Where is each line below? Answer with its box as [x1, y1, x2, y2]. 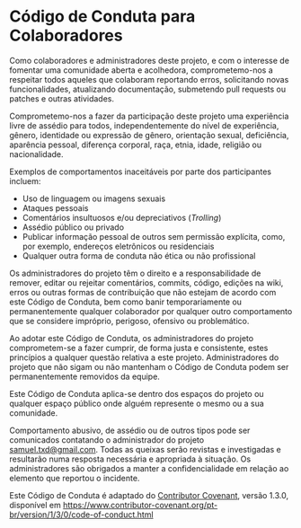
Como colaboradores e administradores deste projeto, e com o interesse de [9, 55, 290, 66]
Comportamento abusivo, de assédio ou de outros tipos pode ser [9, 425, 251, 436]
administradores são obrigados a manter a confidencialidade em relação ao [9, 462, 289, 473]
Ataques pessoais [22, 202, 89, 213]
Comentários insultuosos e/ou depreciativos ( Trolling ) [22, 212, 222, 223]
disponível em [9, 499, 61, 510]
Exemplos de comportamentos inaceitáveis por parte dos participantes [9, 166, 272, 177]
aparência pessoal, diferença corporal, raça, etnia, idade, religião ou [9, 139, 262, 150]
